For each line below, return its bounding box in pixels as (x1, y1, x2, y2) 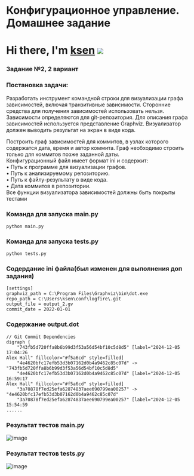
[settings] (6, 285, 33, 291)
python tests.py (6, 251, 47, 257)
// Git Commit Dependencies (6, 334, 76, 340)
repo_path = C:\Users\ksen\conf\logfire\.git (6, 296, 121, 302)
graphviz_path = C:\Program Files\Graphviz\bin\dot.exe (6, 291, 148, 297)
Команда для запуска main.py (6, 210, 98, 218)
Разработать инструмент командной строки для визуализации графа (6, 94, 183, 102)
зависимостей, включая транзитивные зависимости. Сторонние (6, 101, 171, 108)
